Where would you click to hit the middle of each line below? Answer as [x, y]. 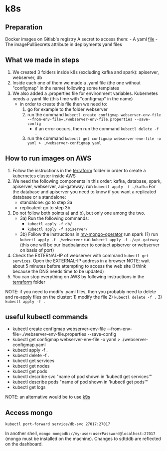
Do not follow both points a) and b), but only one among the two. [79, 213]
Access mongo [29, 413]
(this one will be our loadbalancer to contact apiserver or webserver [89, 245]
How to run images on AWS [48, 159]
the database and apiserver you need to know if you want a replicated [84, 192]
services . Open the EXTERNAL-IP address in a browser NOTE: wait [81, 261]
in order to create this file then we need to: [64, 104]
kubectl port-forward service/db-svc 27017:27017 [58, 424]
